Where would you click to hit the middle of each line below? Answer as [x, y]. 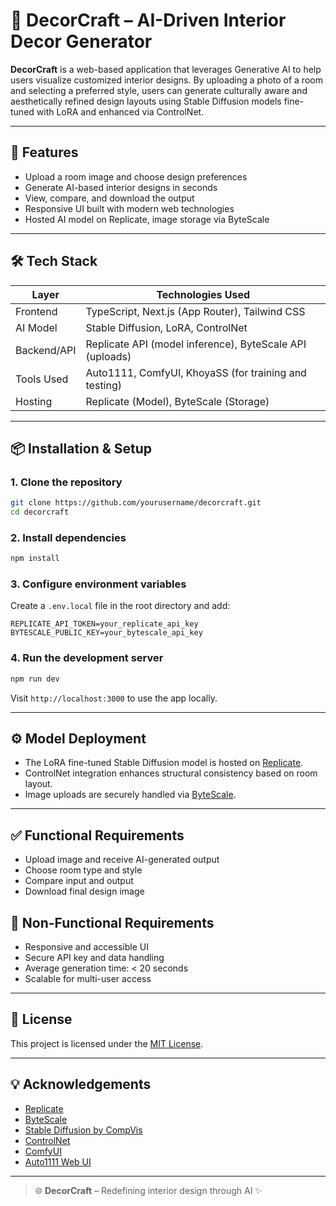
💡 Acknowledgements [81, 1084]
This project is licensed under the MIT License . [107, 1043]
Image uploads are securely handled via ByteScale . [130, 795]
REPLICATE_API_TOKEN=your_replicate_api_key [104, 624]
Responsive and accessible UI [86, 947]
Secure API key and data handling [94, 958]
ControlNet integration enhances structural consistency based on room [171, 773]
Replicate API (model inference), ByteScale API [196, 344]
